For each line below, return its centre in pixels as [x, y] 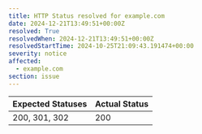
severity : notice [38, 54]
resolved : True [34, 31]
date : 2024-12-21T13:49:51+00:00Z [67, 24]
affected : [25, 62]
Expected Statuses [50, 104]
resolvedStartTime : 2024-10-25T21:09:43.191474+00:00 [101, 46]
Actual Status [121, 104]
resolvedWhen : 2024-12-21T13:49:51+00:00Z [81, 39]
